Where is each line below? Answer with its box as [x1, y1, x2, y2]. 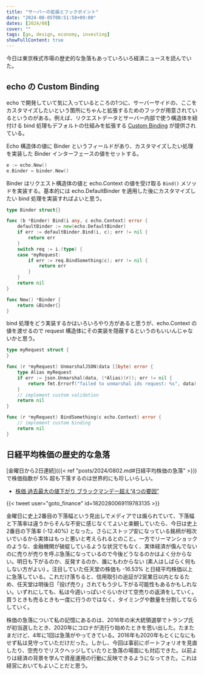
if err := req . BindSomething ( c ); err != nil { [28, 257, 148, 263]
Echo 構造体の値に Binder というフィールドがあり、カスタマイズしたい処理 [6, 142, 194, 150]
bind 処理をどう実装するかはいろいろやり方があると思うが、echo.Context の [6, 320, 197, 327]
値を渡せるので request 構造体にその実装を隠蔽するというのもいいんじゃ [6, 327, 188, 334]
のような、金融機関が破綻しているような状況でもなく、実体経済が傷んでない [6, 542, 197, 550]
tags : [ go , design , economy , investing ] [6, 32, 110, 38]
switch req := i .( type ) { [17, 246, 83, 252]
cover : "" [6, 26, 32, 32]
